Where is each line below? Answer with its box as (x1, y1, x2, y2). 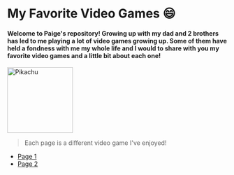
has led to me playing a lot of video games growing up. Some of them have (7, 36, 227, 45)
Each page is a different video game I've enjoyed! (24, 139, 167, 147)
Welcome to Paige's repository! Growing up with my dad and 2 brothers (7, 29, 219, 37)
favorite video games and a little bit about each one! (7, 51, 161, 59)
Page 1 (17, 153, 37, 161)
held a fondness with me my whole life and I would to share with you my (7, 44, 220, 52)
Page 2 (17, 160, 38, 168)
